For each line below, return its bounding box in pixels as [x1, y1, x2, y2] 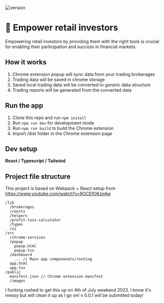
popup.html [14, 243, 37, 249]
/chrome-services [9, 235, 46, 240]
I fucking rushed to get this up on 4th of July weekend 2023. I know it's [5, 287, 152, 293]
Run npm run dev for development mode [12, 120, 94, 126]
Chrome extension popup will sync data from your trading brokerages [12, 71, 155, 77]
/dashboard [9, 252, 32, 257]
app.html [9, 261, 28, 266]
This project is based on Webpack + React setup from [5, 185, 116, 191]
